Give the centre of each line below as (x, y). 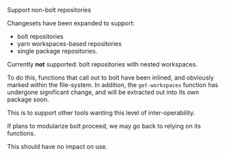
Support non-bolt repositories (49, 10)
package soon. (28, 99)
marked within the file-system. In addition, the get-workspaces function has (113, 85)
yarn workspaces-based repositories (69, 44)
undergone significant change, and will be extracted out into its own (103, 92)
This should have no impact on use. (57, 146)
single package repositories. (57, 51)
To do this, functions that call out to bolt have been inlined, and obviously (110, 77)
